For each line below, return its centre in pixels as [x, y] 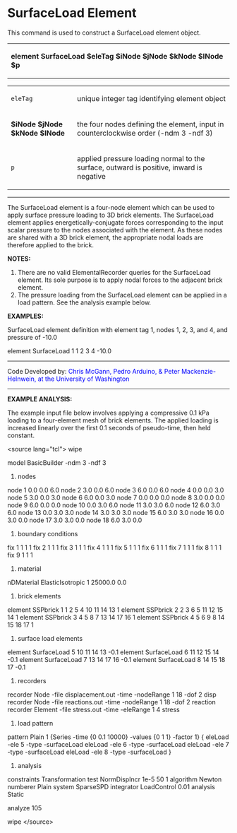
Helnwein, [22, 379]
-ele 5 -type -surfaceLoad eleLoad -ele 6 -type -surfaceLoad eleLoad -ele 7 [118, 744]
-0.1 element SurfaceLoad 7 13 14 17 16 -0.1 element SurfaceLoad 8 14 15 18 [116, 659]
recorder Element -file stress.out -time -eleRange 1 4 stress [93, 709]
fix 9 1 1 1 [20, 555]
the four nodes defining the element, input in [151, 124]
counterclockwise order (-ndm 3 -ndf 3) [145, 133]
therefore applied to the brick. [50, 244]
